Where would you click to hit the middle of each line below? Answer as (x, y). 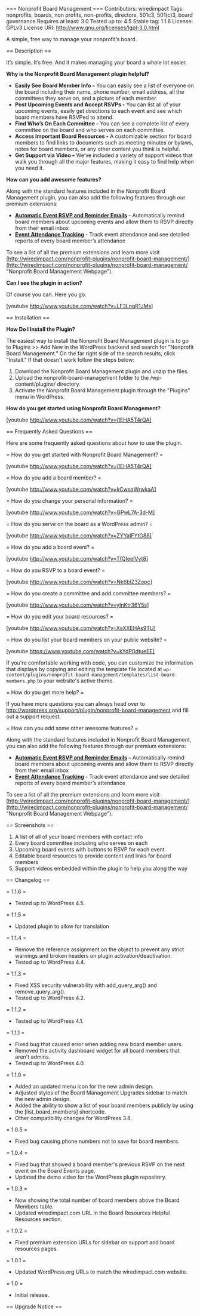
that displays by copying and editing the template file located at (84, 669)
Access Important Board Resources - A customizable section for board (103, 136)
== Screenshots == (30, 825)
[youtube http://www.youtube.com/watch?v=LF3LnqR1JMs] (80, 306)
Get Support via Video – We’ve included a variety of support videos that (104, 155)
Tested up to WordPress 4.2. (50, 998)
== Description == (29, 51)
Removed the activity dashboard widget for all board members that (97, 1051)
